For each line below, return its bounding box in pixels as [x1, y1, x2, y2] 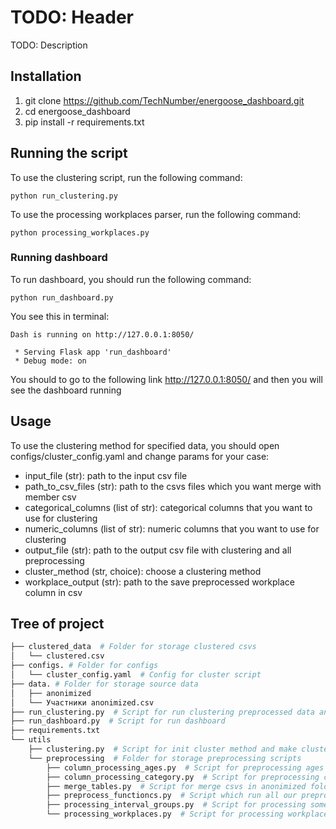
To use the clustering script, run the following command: [10, 171, 243, 183]
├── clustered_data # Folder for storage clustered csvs [10, 642, 257, 652]
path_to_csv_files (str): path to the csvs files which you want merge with [24, 480, 322, 492]
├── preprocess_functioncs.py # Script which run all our [46, 791, 298, 801]
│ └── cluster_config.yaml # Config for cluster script [10, 670, 262, 680]
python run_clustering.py [10, 191, 118, 201]
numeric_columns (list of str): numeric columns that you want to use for [24, 522, 320, 535]
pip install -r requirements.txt [24, 116, 145, 128]
